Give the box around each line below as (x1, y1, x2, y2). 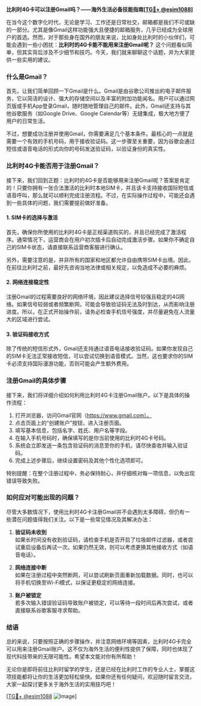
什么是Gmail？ (6, 72, 48, 81)
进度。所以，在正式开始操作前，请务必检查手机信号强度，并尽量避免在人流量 (6, 308, 195, 315)
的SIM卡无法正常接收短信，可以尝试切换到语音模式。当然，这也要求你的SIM (6, 353, 193, 360)
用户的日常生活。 (6, 117, 48, 125)
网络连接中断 (14, 564, 47, 571)
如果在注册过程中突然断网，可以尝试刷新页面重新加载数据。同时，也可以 (14, 571, 193, 579)
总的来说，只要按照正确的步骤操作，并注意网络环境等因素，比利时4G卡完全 (6, 638, 192, 645)
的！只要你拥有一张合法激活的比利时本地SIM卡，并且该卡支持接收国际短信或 (6, 184, 194, 191)
